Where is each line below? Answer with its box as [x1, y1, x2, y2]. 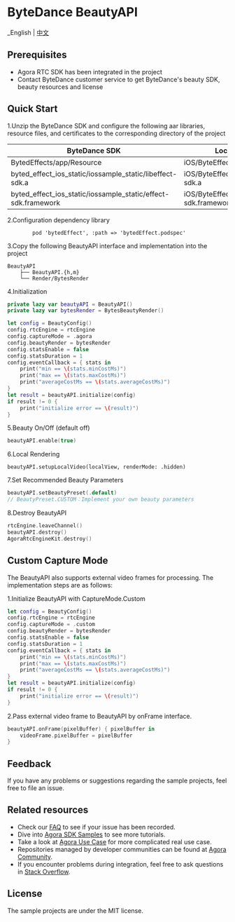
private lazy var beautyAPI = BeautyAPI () [7, 301, 133, 308]
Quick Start [7, 103, 58, 115]
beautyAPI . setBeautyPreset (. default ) [7, 489, 117, 496]
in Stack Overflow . [17, 867, 71, 876]
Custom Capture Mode [7, 555, 108, 567]
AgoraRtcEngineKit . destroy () [7, 535, 92, 542]
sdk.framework [10, 198, 61, 208]
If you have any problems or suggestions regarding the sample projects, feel [7, 776, 227, 785]
